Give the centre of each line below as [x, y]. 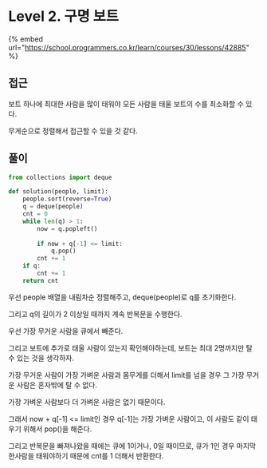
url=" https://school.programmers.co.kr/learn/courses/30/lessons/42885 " [129, 47]
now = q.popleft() [67, 228]
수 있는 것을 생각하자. [41, 358]
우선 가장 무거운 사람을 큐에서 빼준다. [66, 331]
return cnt [41, 280]
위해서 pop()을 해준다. [57, 429]
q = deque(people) [53, 207]
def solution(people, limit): [59, 192]
